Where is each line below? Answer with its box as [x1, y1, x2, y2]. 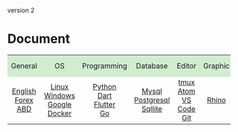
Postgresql [134, 95, 170, 105]
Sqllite [141, 104, 163, 114]
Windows [43, 91, 76, 101]
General [11, 60, 38, 70]
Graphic [203, 60, 230, 70]
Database [135, 60, 169, 70]
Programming [81, 60, 127, 70]
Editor [176, 60, 197, 70]
